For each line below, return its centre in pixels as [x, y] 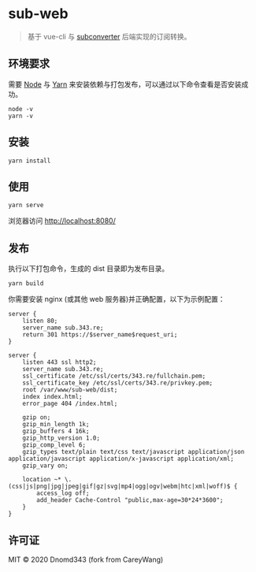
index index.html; [52, 397]
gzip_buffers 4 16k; [56, 431]
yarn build [26, 284]
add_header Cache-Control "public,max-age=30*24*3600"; [130, 500]
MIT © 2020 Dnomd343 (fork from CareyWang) [86, 559]
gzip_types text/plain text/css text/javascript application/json [134, 452]
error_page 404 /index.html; [70, 404]
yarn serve [26, 206]
